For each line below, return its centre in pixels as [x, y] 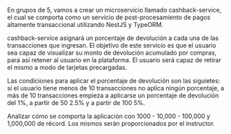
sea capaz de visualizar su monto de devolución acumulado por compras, [112, 52]
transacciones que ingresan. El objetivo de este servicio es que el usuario [112, 45]
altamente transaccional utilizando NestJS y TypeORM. [86, 25]
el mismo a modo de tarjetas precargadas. [67, 67]
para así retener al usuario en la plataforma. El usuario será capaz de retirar [114, 60]
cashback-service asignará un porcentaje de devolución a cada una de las [113, 38]
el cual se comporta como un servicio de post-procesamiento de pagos [109, 17]
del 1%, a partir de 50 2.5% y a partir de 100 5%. [76, 103]
